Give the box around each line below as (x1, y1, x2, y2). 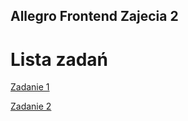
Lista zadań (10, 48, 109, 71)
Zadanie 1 (10, 81, 50, 93)
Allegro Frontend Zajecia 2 (10, 8, 179, 25)
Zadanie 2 (10, 100, 52, 113)
